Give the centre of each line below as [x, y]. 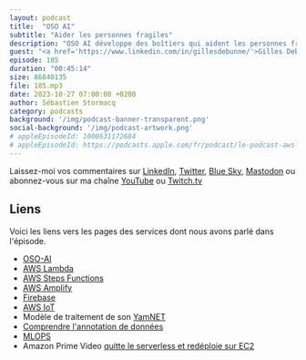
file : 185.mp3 [36, 86]
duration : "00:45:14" [51, 69]
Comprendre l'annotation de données [93, 326]
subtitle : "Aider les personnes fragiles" [91, 35]
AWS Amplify [47, 287]
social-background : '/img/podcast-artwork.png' [102, 129]
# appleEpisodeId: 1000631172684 [73, 137]
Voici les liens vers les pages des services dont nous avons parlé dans [142, 231]
